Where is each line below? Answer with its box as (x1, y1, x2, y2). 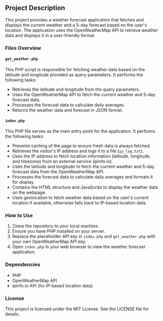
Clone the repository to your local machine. (12, 223, 99, 229)
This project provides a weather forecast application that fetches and (5, 17, 144, 22)
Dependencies (5, 261, 41, 268)
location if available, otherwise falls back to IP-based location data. (12, 200, 147, 206)
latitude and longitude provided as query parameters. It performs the (5, 72, 143, 78)
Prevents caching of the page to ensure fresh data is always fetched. (12, 143, 151, 149)
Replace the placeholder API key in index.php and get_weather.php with (12, 234, 156, 240)
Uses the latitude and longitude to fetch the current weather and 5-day (12, 163, 155, 170)
